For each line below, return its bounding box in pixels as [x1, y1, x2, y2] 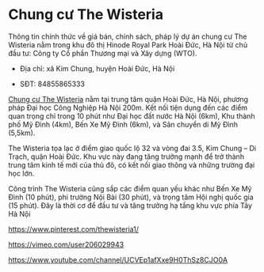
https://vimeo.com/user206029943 [8, 240, 124, 249]
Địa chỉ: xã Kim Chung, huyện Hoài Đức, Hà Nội [19, 63, 175, 73]
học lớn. [8, 168, 35, 178]
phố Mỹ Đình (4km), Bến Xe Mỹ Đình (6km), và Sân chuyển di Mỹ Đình [8, 119, 239, 129]
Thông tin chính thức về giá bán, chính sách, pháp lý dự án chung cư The [8, 32, 247, 41]
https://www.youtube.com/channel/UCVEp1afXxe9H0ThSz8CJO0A [8, 255, 228, 264]
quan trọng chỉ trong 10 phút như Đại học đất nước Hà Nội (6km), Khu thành [8, 111, 255, 120]
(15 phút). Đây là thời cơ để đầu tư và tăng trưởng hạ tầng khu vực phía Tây [8, 200, 252, 210]
